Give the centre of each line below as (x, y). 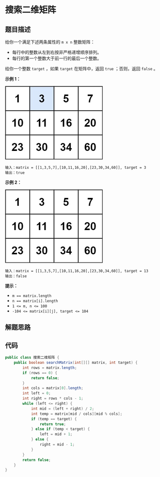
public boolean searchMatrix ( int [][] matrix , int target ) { (76, 363)
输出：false (16, 276)
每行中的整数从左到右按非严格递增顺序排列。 (57, 52)
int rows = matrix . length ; (50, 368)
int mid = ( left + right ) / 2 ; (63, 409)
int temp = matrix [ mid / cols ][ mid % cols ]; (77, 414)
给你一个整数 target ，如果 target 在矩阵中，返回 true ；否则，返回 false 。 (81, 69)
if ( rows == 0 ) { (40, 373)
